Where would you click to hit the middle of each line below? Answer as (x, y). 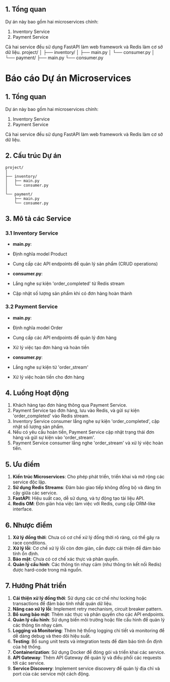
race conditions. (29, 543)
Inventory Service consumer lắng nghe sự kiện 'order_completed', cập (86, 421)
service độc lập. (29, 482)
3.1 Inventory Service (32, 233)
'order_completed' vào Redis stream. (51, 416)
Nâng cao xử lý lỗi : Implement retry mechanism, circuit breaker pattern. (88, 609)
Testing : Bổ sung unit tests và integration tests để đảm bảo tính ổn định (88, 641)
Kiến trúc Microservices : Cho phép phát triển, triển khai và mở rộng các (89, 477)
